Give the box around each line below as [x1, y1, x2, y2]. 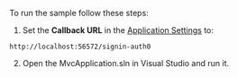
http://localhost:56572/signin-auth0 [9, 42, 151, 51]
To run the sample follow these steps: [9, 8, 149, 18]
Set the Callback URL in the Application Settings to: [22, 25, 215, 35]
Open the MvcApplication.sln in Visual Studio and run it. [22, 58, 230, 68]
